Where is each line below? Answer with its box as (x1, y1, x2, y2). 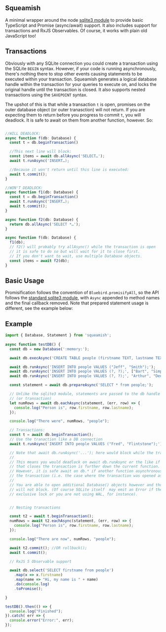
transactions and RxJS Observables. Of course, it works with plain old (5, 27, 147, 34)
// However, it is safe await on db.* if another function (9, 469, 134, 474)
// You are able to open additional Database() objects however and (9, 482, 154, 487)
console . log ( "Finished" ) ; (9, 609, 63, 614)
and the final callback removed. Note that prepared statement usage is (5, 300, 149, 306)
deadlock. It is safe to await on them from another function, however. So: (5, 117, 153, 123)
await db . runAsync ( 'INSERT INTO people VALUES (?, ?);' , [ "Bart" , (9, 369, 149, 374)
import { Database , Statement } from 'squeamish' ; (5, 333, 112, 338)
